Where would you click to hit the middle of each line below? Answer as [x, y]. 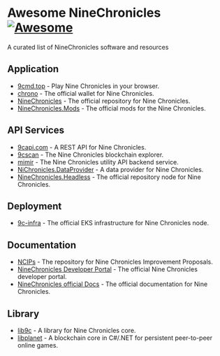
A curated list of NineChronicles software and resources [88, 47]
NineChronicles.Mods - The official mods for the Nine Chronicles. [111, 108]
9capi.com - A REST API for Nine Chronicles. [82, 147]
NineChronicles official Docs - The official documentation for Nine [112, 284]
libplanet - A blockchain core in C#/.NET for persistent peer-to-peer [115, 338]
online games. [37, 345]
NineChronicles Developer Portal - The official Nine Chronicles [107, 269]
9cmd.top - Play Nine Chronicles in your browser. [88, 86]
